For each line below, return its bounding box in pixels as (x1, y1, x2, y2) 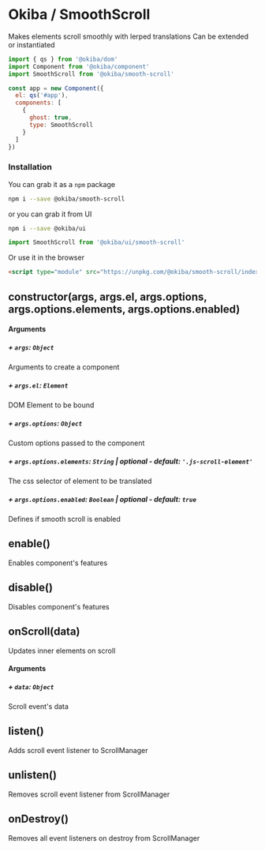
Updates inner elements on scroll (8, 646, 116, 655)
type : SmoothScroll (28, 121, 93, 129)
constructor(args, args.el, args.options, (8, 290, 207, 303)
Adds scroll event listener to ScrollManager (8, 745, 148, 755)
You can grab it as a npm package (8, 179, 116, 189)
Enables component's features (8, 558, 108, 568)
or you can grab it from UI (8, 209, 92, 219)
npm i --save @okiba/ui (8, 224, 87, 232)
